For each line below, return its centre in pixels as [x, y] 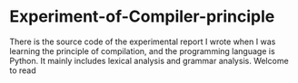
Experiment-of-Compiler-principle [142, 17]
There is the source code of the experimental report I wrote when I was [143, 41]
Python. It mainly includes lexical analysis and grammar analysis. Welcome [149, 60]
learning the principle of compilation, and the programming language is [142, 51]
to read [23, 70]
